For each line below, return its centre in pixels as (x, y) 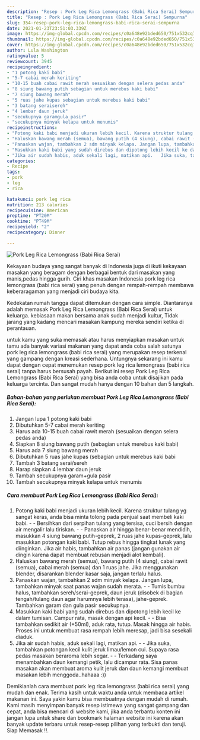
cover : (15, 45)
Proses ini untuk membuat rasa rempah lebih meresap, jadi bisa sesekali (104, 630)
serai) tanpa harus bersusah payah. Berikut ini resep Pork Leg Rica (88, 371)
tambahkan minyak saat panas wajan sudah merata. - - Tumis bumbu (100, 586)
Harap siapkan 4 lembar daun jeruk (58, 469)
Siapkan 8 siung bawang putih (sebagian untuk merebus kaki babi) (97, 444)
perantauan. (22, 328)
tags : (13, 172)
